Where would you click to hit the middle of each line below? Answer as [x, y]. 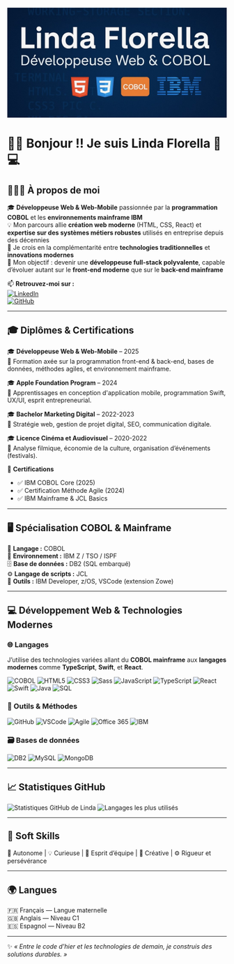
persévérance [27, 861]
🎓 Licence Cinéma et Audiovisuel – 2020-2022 [77, 438]
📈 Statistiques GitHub [56, 787]
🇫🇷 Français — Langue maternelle [57, 910]
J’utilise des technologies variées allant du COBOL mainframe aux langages [117, 660]
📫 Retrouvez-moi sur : [41, 284]
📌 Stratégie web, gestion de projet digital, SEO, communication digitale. [109, 424]
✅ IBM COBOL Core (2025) [56, 482]
